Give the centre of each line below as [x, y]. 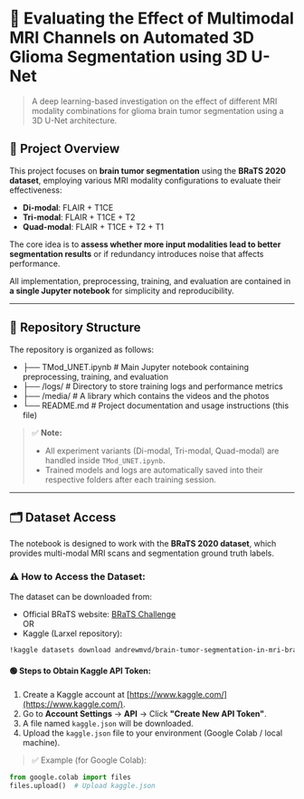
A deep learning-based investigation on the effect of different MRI [154, 101]
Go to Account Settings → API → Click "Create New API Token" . [144, 713]
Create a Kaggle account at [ [76, 694]
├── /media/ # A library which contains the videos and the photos [146, 395]
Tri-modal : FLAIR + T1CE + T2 [79, 217]
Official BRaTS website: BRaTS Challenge [99, 614]
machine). [41, 742]
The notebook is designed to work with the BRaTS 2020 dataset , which [143, 544]
